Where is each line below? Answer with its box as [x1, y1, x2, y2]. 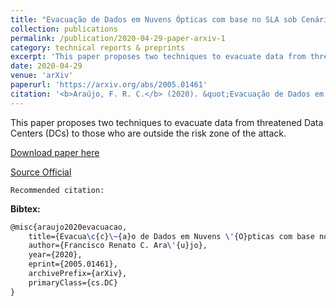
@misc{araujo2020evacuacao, [10, 222, 128, 232]
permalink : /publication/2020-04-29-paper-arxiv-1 [10, 33, 226, 43]
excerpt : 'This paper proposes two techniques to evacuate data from [10, 52, 307, 62]
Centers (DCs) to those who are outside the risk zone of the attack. [10, 127, 287, 139]
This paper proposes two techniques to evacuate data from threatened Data [10, 116, 324, 128]
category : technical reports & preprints [10, 42, 186, 53]
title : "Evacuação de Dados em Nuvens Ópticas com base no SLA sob [10, 14, 298, 25]
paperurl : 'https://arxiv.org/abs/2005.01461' [10, 80, 208, 90]
